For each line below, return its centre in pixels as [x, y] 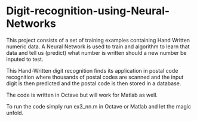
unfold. [15, 113]
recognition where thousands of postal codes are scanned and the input [95, 77]
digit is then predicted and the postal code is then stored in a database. [94, 83]
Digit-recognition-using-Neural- [88, 11]
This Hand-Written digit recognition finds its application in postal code [92, 70]
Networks [31, 24]
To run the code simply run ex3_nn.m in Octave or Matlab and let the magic [98, 106]
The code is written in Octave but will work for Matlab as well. [82, 95]
